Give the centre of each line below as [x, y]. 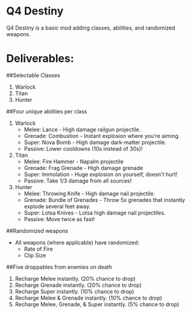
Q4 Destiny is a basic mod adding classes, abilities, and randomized [91, 28]
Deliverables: [40, 59]
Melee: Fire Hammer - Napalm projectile [74, 162]
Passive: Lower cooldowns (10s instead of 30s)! [83, 148]
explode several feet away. [57, 206]
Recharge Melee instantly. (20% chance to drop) [75, 278]
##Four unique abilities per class [47, 111]
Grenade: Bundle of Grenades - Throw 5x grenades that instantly [105, 199]
